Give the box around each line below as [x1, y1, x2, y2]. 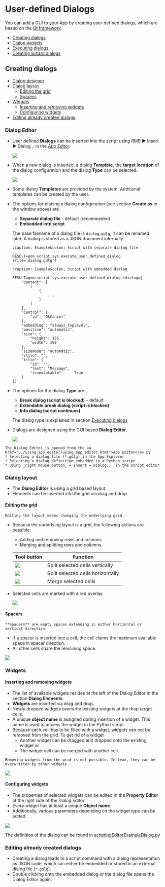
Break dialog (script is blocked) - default [19, 397, 103, 403]
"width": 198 [30, 340, 57, 345]
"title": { [21, 358, 44, 363]
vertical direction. [5, 626, 48, 631]
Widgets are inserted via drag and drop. [12, 701, 95, 706]
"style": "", [21, 353, 48, 358]
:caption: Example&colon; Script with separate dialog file [12, 245, 138, 250]
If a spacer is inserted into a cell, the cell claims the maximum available [12, 635, 157, 641]
